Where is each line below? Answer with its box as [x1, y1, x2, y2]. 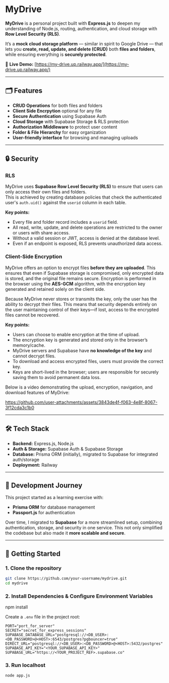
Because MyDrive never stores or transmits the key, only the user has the [5, 296, 157, 302]
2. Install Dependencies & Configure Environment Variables [5, 592, 153, 599]
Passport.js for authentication [12, 510, 75, 516]
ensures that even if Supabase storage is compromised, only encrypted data [5, 270, 164, 276]
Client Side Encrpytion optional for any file [12, 107, 102, 114]
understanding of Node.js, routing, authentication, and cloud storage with [5, 25, 157, 31]
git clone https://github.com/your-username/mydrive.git [5, 576, 127, 581]
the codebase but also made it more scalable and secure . [5, 530, 126, 536]
